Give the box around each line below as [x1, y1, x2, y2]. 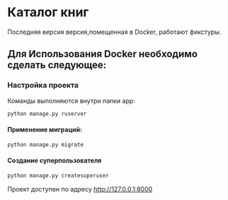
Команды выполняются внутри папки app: [7, 96, 136, 105]
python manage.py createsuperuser [7, 172, 110, 179]
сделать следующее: [7, 59, 107, 71]
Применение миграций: [7, 125, 83, 134]
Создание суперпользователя [7, 156, 102, 165]
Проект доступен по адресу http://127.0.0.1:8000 [7, 184, 153, 193]
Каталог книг [7, 4, 89, 20]
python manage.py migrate [7, 141, 84, 148]
